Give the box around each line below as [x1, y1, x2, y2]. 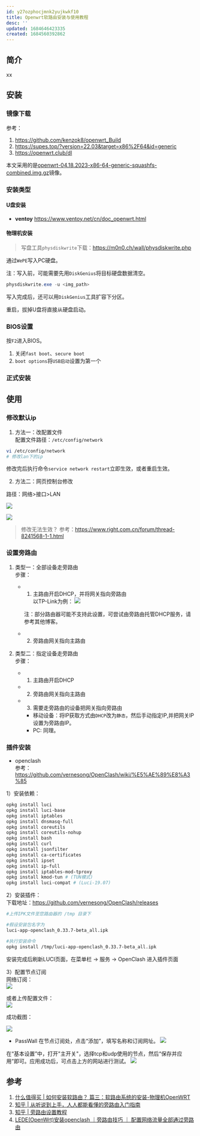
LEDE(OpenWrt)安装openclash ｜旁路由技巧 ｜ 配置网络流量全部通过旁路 [14, 1116, 195, 1123]
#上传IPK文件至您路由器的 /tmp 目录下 [6, 911, 92, 917]
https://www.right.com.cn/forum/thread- [74, 526, 175, 533]
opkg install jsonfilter [6, 847, 68, 853]
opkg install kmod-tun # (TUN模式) [6, 874, 93, 880]
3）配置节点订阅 [6, 968, 47, 975]
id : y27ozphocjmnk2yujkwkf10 [6, 8, 79, 15]
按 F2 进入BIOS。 [6, 337, 45, 344]
